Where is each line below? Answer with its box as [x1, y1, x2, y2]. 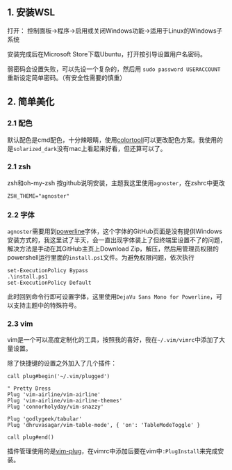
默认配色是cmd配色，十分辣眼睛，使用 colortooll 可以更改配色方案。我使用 [7, 135, 217, 144]
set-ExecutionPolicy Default [7, 279, 92, 287]
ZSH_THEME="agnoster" [7, 192, 70, 200]
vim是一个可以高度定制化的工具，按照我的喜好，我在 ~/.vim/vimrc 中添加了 [7, 336, 219, 344]
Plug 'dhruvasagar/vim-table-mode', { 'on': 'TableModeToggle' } [7, 422, 200, 429]
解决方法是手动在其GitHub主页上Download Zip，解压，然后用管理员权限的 [7, 244, 219, 253]
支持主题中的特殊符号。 [13, 301, 81, 310]
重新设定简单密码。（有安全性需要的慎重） [7, 73, 126, 81]
